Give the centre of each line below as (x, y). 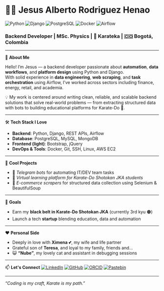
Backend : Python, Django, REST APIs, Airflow (58, 133)
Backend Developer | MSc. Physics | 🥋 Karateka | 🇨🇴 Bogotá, (79, 36)
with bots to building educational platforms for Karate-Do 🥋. (65, 108)
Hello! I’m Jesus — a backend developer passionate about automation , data (82, 67)
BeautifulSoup (26, 188)
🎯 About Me (17, 58)
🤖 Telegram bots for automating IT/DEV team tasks (63, 172)
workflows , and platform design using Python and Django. (65, 72)
